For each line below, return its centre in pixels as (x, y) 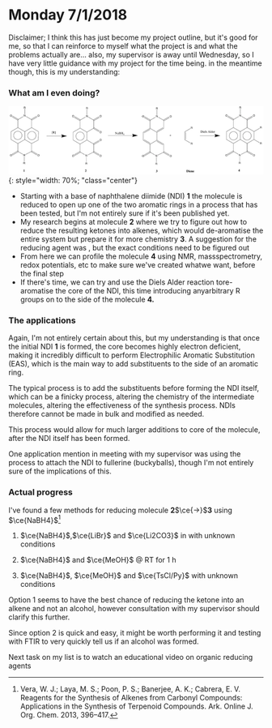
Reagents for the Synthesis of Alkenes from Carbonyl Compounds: (131, 698)
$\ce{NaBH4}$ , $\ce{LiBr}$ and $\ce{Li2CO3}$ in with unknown (127, 536)
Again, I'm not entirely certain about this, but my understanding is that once (134, 338)
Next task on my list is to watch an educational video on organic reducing (131, 657)
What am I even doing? (54, 92)
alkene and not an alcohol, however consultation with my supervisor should (134, 609)
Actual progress (40, 492)
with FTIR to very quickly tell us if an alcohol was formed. (104, 641)
